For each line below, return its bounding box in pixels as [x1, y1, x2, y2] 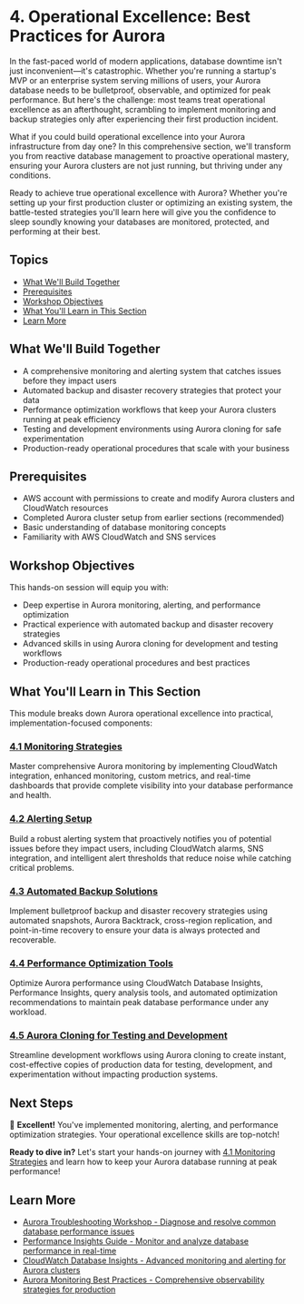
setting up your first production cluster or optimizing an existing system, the [9, 197, 293, 208]
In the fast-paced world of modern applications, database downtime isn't [9, 55, 283, 66]
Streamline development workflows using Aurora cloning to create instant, [9, 1050, 287, 1061]
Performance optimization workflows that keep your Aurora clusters [22, 404, 277, 415]
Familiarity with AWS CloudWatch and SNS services [22, 531, 216, 542]
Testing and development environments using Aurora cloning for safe [22, 423, 282, 434]
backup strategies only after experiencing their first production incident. [9, 114, 279, 124]
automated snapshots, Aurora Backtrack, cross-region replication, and [9, 914, 272, 925]
